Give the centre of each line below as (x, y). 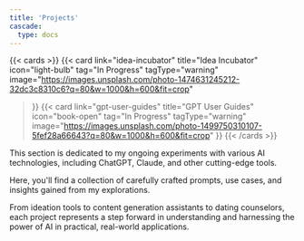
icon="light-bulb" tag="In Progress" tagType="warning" (114, 70)
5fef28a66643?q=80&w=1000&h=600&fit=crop (121, 136)
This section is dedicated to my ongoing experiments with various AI (137, 153)
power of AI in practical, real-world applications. (99, 227)
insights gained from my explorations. (80, 190)
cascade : (26, 26)
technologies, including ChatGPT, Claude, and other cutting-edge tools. (143, 163)
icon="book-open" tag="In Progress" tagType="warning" (139, 116)
